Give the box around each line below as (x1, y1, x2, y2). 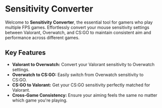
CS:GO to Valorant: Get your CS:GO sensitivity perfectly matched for (12, 82, 150, 88)
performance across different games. (5, 35, 80, 40)
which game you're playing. (12, 97, 68, 103)
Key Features (5, 49, 46, 57)
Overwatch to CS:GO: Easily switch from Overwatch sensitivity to (12, 71, 144, 78)
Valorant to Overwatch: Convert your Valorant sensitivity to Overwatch (12, 61, 155, 67)
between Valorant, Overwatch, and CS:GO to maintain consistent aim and (5, 29, 151, 35)
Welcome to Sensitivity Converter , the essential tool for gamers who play (5, 19, 153, 25)
